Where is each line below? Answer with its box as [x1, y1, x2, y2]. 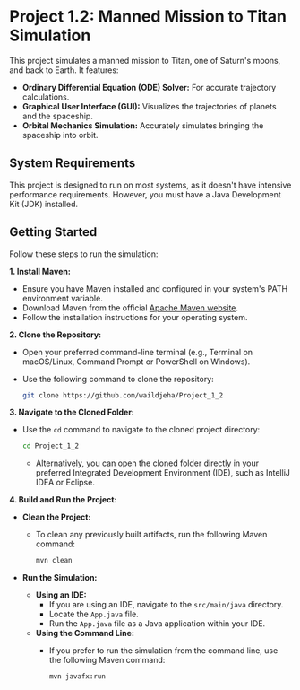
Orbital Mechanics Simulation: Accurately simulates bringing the [21, 119, 264, 131]
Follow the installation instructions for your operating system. [21, 311, 248, 322]
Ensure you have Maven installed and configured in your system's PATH [21, 283, 288, 293]
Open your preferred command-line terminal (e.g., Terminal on [21, 346, 253, 357]
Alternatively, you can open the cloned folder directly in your [35, 458, 260, 468]
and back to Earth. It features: [9, 65, 119, 75]
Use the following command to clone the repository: [21, 373, 215, 384]
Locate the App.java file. [48, 608, 139, 620]
